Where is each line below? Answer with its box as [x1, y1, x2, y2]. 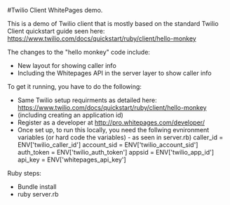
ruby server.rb [17, 190, 59, 198]
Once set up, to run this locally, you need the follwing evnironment [17, 126, 209, 134]
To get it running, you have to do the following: [7, 83, 142, 90]
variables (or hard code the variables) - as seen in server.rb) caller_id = [17, 133, 224, 141]
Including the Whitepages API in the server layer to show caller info [17, 69, 212, 77]
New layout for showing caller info [17, 62, 117, 69]
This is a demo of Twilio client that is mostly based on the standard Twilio [7, 20, 219, 27]
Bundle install [17, 183, 57, 191]
